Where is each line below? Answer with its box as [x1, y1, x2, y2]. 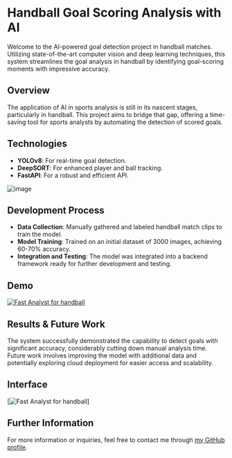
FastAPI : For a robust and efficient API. [17, 171, 130, 179]
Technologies [7, 138, 68, 150]
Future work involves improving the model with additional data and [7, 351, 197, 360]
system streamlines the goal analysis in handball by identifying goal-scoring [7, 57, 224, 65]
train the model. [17, 230, 62, 238]
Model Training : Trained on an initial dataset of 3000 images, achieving [17, 238, 222, 246]
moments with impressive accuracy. [7, 64, 110, 73]
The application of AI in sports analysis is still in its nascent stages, [7, 103, 198, 112]
